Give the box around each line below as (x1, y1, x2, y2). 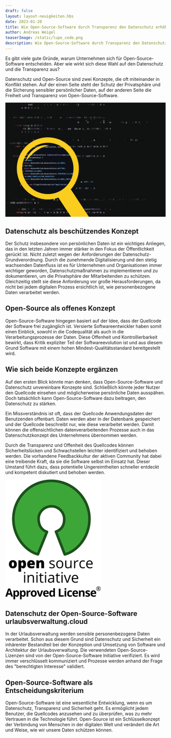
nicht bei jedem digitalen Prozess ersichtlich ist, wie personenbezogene (5, 284, 156, 290)
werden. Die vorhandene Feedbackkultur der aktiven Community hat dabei (5, 453, 162, 459)
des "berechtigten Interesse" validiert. (5, 663, 85, 669)
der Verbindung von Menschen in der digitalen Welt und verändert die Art (5, 722, 159, 728)
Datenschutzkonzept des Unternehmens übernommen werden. (5, 432, 138, 438)
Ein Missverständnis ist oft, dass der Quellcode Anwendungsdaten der (5, 410, 153, 416)
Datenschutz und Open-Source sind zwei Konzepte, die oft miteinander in (5, 76, 160, 82)
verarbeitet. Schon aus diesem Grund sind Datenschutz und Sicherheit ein (5, 636, 161, 642)
